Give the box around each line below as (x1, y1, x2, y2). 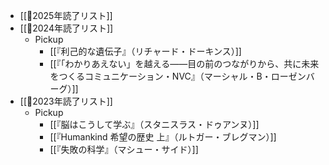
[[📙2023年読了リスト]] (19, 95, 113, 107)
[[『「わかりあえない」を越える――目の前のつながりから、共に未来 (49, 58, 320, 69)
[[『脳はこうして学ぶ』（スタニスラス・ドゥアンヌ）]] (49, 119, 260, 130)
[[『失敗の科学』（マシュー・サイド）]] (49, 144, 199, 155)
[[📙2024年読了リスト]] (19, 22, 114, 34)
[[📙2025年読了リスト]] (19, 10, 113, 21)
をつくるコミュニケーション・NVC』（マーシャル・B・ (49, 70, 272, 82)
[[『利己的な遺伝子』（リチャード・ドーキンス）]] (49, 45, 242, 57)
